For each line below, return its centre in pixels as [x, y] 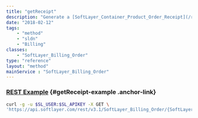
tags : [13, 28]
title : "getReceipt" [32, 11]
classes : [17, 50]
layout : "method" [27, 66]
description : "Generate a [38, 17]
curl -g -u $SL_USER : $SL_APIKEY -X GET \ [58, 104]
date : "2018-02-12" [30, 22]
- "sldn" [27, 39]
